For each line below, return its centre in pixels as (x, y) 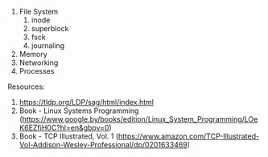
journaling (48, 46)
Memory (33, 54)
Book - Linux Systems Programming (79, 111)
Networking (39, 62)
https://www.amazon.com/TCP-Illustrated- (188, 136)
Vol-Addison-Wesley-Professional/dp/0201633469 (103, 145)
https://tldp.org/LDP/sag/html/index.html (87, 102)
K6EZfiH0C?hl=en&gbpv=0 (64, 128)
